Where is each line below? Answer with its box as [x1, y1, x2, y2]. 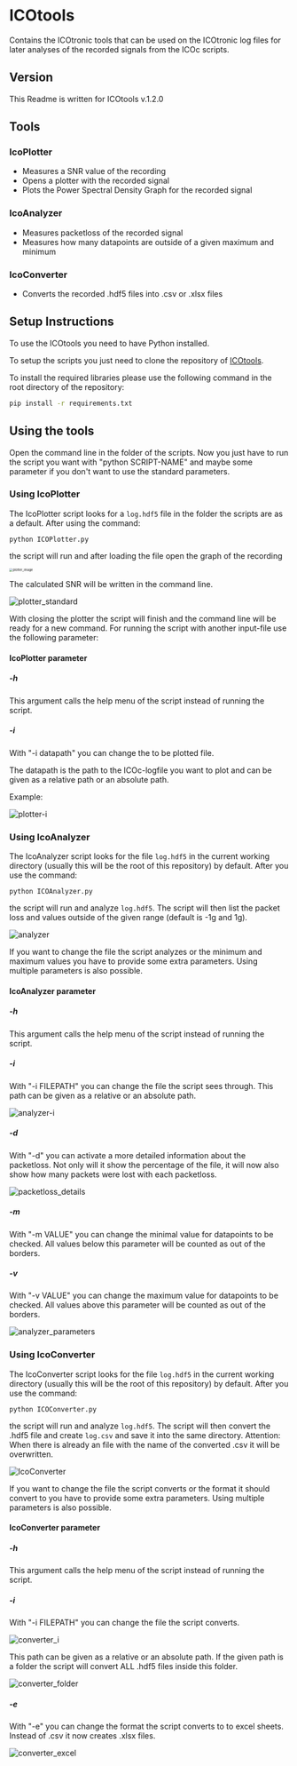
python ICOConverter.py [9, 1404, 98, 1413]
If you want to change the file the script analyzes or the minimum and [9, 947, 262, 958]
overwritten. [9, 1449, 54, 1460]
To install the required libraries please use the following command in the [9, 372, 272, 383]
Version [9, 70, 53, 85]
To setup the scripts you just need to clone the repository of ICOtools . [9, 354, 264, 365]
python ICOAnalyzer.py [9, 887, 93, 896]
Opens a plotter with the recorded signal [21, 175, 170, 187]
